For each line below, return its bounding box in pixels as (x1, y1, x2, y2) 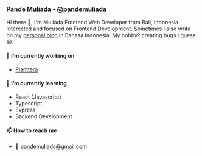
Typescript (15, 99, 43, 107)
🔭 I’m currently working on (6, 52, 75, 59)
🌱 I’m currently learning (6, 80, 67, 87)
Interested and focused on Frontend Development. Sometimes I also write (6, 25, 191, 32)
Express (15, 106, 36, 113)
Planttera (15, 66, 38, 73)
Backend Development (15, 112, 72, 120)
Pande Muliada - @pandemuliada (6, 5, 107, 13)
